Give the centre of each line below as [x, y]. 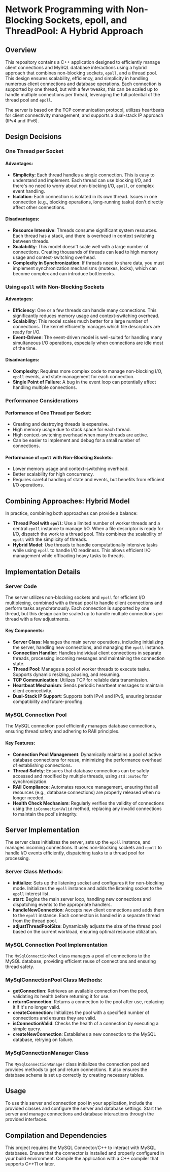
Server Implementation [42, 830]
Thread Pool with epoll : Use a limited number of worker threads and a [86, 523]
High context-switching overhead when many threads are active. [80, 435]
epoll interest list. [31, 894]
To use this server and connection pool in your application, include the [79, 1103]
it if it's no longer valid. [37, 1007]
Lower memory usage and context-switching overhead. [71, 469]
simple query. [27, 1029]
